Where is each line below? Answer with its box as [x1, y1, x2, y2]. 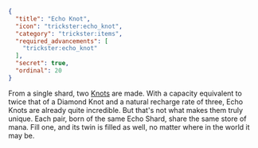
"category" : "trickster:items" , [15, 29, 123, 37]
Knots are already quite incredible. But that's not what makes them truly [8, 105, 244, 115]
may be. [8, 130, 35, 140]
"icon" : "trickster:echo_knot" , [15, 22, 123, 30]
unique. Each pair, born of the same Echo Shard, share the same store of [8, 114, 247, 123]
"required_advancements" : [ [15, 37, 109, 45]
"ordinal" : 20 [15, 67, 62, 75]
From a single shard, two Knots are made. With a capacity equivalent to [8, 88, 243, 98]
